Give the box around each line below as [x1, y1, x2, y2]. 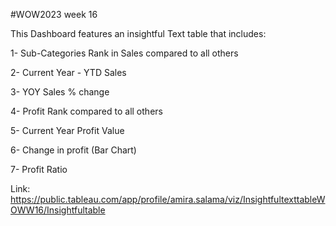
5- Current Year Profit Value [10, 125, 125, 136]
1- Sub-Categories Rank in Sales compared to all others [10, 47, 239, 59]
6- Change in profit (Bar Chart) [10, 144, 137, 156]
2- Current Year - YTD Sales [10, 67, 127, 78]
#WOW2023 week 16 [10, 9, 98, 20]
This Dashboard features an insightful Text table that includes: [10, 28, 267, 39]
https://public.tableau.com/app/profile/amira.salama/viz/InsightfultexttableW [10, 194, 326, 205]
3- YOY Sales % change [10, 86, 110, 98]
